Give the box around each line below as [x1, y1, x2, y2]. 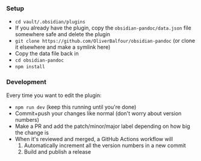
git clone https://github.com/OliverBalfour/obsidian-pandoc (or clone [14, 37, 196, 45]
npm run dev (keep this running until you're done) [14, 103, 137, 110]
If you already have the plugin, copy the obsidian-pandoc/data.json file [14, 24, 191, 31]
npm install [14, 64, 45, 70]
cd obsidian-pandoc [14, 57, 64, 64]
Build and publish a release [23, 148, 91, 155]
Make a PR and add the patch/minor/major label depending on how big [14, 122, 191, 130]
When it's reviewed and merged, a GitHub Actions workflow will [14, 135, 173, 142]
